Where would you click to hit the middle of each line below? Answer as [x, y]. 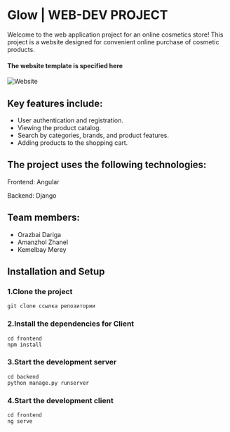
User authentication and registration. [70, 120]
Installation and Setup [56, 271]
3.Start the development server [62, 362]
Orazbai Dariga [39, 234]
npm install [25, 345]
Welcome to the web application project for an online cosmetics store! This [115, 34]
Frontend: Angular [33, 182]
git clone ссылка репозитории [52, 306]
